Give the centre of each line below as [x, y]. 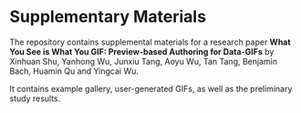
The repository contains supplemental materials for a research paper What [150, 42]
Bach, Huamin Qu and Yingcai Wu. [74, 71]
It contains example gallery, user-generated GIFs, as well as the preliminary [151, 88]
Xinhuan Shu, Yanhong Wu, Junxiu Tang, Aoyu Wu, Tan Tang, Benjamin [144, 61]
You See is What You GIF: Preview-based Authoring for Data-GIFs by [142, 51]
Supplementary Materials [108, 17]
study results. [35, 98]
